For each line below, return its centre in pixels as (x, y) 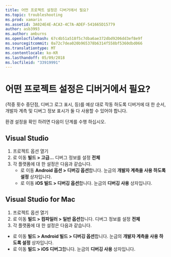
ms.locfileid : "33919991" (33, 62)
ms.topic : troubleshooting (34, 15)
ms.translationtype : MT (31, 48)
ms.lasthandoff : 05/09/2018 (35, 58)
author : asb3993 (22, 29)
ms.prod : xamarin (24, 19)
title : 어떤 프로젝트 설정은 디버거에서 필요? (47, 10)
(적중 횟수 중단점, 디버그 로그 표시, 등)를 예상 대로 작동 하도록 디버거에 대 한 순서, (86, 104)
